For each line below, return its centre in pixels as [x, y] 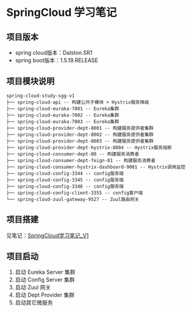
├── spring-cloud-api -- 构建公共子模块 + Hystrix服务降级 [78, 102]
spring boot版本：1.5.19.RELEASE [57, 60]
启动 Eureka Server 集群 [45, 272]
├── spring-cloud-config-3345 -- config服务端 [65, 180]
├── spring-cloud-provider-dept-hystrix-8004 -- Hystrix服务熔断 [89, 147]
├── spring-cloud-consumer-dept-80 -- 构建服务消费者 [73, 154]
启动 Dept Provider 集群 [45, 295]
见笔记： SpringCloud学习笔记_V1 [48, 235]
